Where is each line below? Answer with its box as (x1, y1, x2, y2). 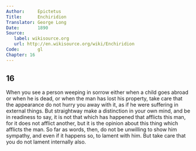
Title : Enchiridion (6, 14, 67, 20)
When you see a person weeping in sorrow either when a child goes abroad (6, 89, 188, 96)
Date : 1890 (6, 24, 49, 31)
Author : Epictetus (6, 8, 61, 15)
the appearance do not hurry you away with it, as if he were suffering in (6, 101, 178, 108)
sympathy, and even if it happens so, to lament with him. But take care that (6, 132, 186, 139)
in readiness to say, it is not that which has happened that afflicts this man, (6, 114, 186, 121)
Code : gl (6, 47, 43, 52)
